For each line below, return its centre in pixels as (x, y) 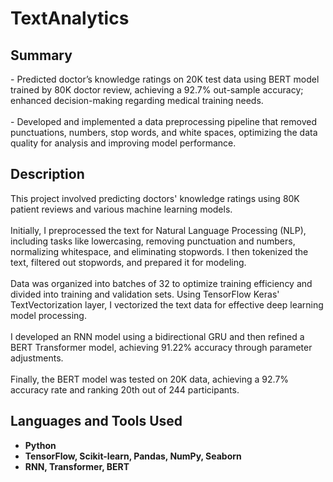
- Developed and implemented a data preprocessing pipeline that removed (163, 121)
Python (40, 445)
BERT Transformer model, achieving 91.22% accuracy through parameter (161, 347)
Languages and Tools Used (96, 421)
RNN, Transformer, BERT (77, 466)
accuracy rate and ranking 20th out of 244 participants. (125, 389)
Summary (41, 55)
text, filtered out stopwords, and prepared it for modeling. (128, 262)
